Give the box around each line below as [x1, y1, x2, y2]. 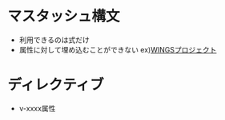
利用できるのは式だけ [18, 35, 90, 45]
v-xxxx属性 [18, 103, 56, 113]
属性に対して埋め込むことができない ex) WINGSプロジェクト [18, 45, 217, 54]
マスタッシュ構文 [7, 7, 121, 25]
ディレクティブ [7, 76, 105, 94]
